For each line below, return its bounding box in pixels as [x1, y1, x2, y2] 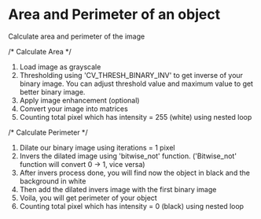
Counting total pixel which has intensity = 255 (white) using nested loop [19, 112, 252, 121]
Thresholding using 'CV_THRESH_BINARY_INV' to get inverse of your [19, 70, 244, 80]
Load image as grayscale [19, 61, 101, 72]
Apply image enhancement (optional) [19, 95, 140, 105]
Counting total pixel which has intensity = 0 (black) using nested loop [19, 201, 244, 210]
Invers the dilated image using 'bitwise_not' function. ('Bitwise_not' [19, 151, 237, 161]
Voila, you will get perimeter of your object [19, 193, 157, 202]
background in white [19, 176, 86, 186]
